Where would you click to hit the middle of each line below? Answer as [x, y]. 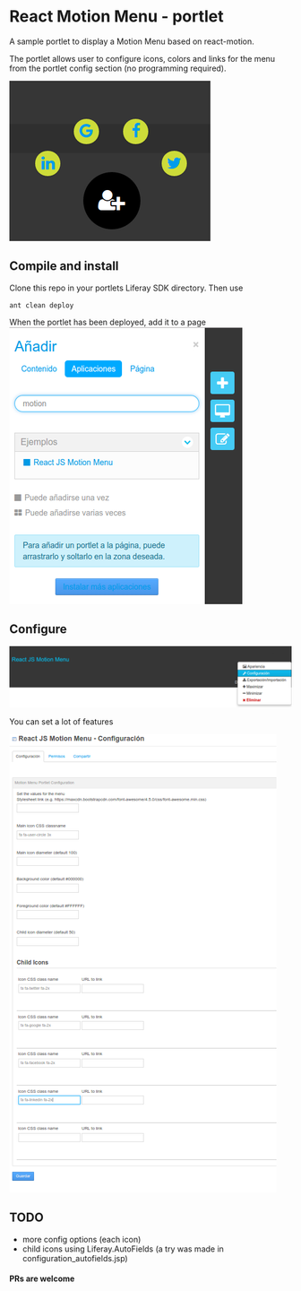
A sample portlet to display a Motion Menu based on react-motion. [132, 41]
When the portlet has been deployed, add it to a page [107, 322]
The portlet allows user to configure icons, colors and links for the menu [142, 58]
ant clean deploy [42, 305]
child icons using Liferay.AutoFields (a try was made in [123, 1249]
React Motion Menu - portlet [116, 17]
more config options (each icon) [82, 1239]
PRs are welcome [42, 1278]
